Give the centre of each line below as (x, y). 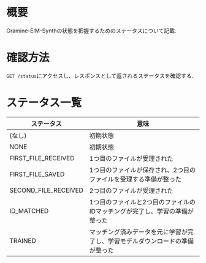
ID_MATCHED (29, 210)
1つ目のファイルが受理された (131, 158)
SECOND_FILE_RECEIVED (47, 190)
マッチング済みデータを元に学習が (139, 232)
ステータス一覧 (44, 103)
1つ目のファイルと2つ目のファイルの (143, 202)
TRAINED (23, 240)
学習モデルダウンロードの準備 (151, 241)
